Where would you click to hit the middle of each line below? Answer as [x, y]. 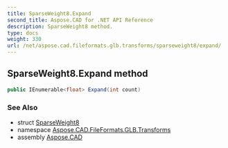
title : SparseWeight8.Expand [49, 13]
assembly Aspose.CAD [50, 137]
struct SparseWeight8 [48, 122]
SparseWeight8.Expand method [78, 74]
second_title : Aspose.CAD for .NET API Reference [80, 20]
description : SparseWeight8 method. [60, 26]
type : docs [23, 33]
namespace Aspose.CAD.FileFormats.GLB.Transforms [94, 129]
